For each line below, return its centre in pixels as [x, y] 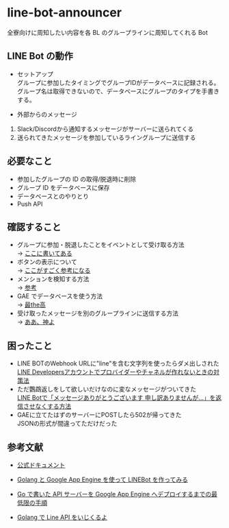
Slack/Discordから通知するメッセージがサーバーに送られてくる [105, 129]
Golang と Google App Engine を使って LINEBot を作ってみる [102, 479]
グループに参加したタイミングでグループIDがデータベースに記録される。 [118, 82]
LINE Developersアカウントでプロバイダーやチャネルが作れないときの [115, 372]
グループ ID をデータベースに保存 [63, 187]
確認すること [34, 227]
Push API [30, 204]
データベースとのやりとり [53, 196]
